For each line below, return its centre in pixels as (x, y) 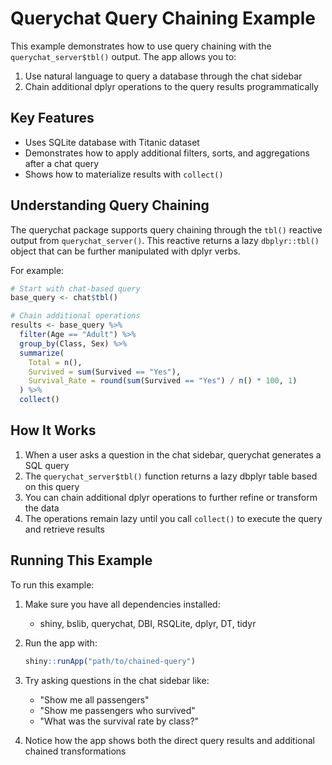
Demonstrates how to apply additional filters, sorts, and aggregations (167, 153)
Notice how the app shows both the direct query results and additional (169, 740)
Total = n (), (55, 362)
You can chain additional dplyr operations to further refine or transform (171, 497)
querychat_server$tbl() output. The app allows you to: (123, 56)
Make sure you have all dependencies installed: (122, 604)
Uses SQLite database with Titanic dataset (112, 142)
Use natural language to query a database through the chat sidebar (163, 76)
